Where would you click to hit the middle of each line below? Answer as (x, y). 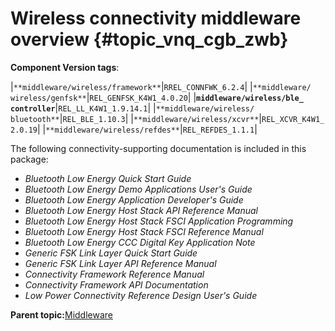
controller (33, 108)
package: (29, 159)
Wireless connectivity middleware (156, 18)
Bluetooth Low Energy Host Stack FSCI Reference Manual (144, 231)
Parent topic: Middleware (61, 314)
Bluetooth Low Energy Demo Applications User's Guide (138, 189)
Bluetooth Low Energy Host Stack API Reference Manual (141, 210)
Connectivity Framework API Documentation (116, 284)
